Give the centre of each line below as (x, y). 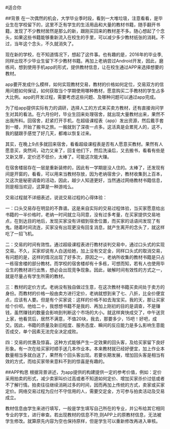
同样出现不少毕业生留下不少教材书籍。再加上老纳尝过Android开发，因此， (82, 61)
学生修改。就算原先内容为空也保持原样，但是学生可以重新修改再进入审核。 (83, 421)
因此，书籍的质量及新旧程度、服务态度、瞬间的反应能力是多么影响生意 (87, 325)
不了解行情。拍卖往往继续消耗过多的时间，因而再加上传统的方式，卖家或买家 (85, 385)
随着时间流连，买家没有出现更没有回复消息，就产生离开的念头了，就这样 (89, 227)
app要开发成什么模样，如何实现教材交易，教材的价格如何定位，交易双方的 (82, 84)
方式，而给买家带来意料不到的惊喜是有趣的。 (60, 361)
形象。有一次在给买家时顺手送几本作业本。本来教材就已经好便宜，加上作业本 (85, 349)
